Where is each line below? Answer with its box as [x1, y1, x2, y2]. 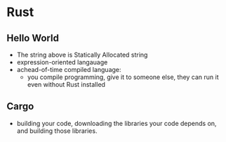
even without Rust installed [27, 80, 106, 88]
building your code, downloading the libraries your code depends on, [16, 119, 217, 127]
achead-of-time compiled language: [16, 66, 121, 73]
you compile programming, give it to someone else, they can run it [27, 73, 219, 81]
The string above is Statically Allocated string [16, 50, 148, 59]
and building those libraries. [16, 127, 98, 135]
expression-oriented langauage [16, 58, 108, 66]
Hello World [6, 32, 59, 44]
